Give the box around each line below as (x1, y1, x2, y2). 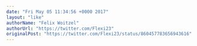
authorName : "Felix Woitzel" (6, 20, 79, 26)
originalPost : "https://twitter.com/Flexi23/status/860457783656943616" (6, 31, 192, 37)
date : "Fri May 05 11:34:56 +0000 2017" (6, 8, 109, 15)
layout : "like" (6, 14, 44, 20)
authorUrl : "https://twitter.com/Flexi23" (6, 25, 114, 32)
